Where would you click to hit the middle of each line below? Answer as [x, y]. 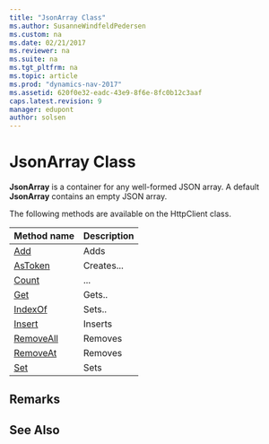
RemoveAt [35, 353]
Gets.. [95, 295]
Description [108, 236]
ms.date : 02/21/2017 [48, 43]
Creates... [103, 266]
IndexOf [30, 309]
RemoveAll [36, 339]
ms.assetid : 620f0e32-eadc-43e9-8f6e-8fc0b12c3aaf [106, 92]
